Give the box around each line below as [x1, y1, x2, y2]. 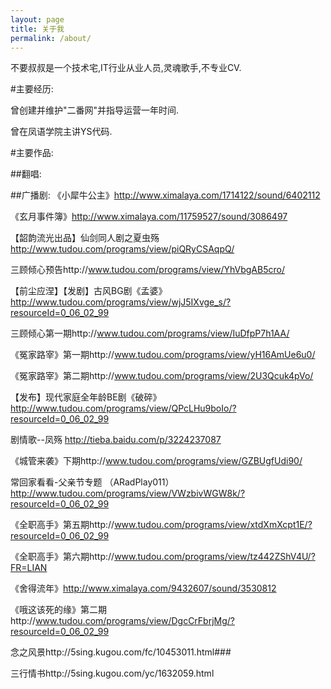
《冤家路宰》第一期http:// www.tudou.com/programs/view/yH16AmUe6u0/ [10, 349, 316, 361]
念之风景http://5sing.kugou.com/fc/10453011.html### [10, 646, 232, 658]
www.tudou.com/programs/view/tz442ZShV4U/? [114, 551, 316, 563]
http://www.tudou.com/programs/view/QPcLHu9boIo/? [10, 402, 237, 415]
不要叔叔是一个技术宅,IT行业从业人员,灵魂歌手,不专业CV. [10, 62, 242, 74]
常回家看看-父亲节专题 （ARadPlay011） [10, 476, 175, 488]
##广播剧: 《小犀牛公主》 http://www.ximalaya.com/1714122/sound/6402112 [10, 189, 321, 201]
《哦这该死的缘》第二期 [10, 604, 107, 616]
